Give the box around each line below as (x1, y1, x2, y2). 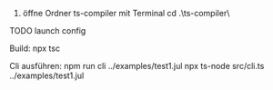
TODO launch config (9, 25, 86, 35)
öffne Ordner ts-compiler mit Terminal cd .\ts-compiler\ (22, 8, 230, 18)
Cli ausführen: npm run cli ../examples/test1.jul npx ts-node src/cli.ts (9, 61, 265, 71)
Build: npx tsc (9, 43, 61, 54)
